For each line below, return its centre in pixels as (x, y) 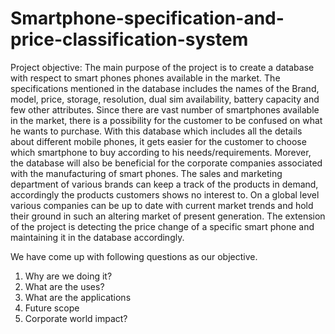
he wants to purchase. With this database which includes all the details (156, 131)
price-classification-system (129, 39)
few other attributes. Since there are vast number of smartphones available (165, 109)
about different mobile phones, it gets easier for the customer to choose (158, 141)
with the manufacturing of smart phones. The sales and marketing (146, 173)
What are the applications (78, 297)
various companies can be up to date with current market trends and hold (162, 205)
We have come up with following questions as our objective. (134, 256)
